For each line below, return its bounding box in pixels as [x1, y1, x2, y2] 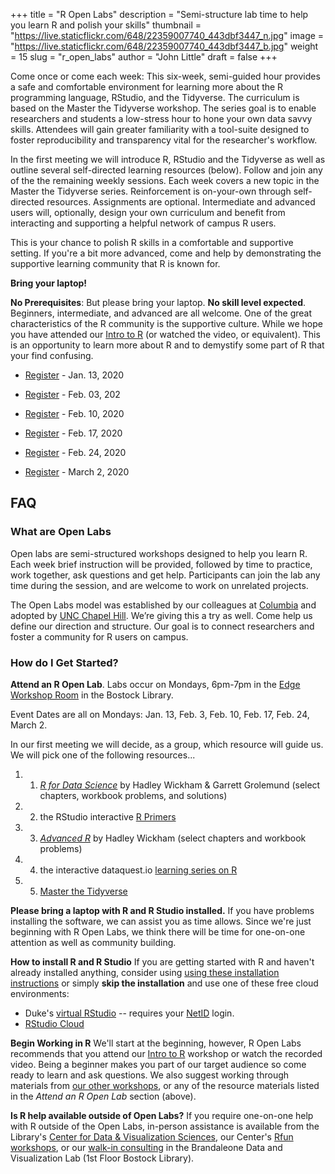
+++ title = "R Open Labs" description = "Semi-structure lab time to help [10, 9, 309, 20]
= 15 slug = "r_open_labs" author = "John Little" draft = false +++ [10, 51, 278, 63]
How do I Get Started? [10, 655, 119, 669]
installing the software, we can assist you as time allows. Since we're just [10, 915, 312, 927]
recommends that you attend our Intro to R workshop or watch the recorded [10, 1047, 323, 1059]
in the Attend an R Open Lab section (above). [10, 1090, 197, 1102]
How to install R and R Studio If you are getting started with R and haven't [10, 955, 315, 968]
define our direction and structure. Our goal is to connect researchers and [10, 620, 315, 632]
